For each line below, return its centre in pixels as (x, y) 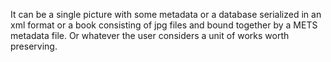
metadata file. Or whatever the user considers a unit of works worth (150, 35)
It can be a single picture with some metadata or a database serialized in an (166, 14)
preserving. (34, 46)
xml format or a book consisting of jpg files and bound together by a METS (164, 25)
